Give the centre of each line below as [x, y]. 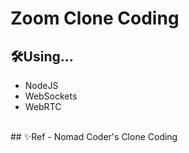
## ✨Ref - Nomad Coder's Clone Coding [94, 136]
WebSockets [51, 96]
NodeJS [41, 85]
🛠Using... [42, 56]
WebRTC [43, 106]
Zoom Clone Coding [95, 18]
